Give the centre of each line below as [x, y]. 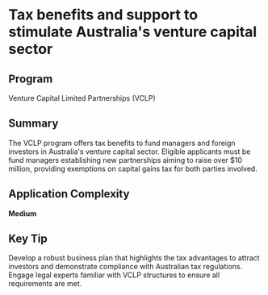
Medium [23, 213]
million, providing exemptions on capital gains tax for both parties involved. [133, 168]
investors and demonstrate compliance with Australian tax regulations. [126, 267]
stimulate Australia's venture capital [133, 32]
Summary [33, 124]
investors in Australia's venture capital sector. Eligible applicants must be [130, 152]
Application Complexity [69, 194]
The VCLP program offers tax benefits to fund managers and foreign [122, 143]
